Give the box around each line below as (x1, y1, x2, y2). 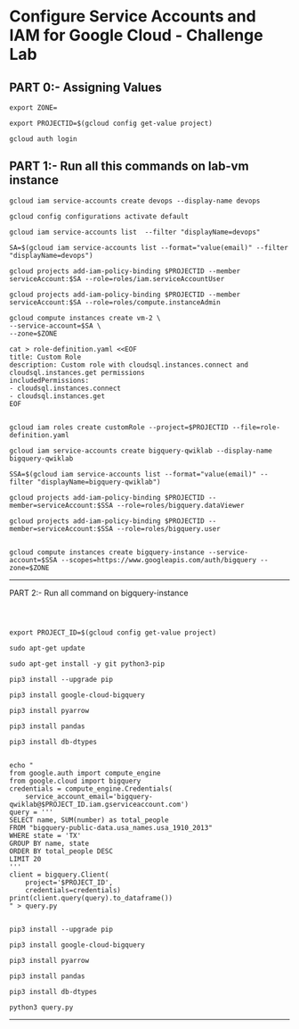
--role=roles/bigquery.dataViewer (117, 501, 245, 510)
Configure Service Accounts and (9, 6, 256, 27)
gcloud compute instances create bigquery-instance (9, 547, 205, 557)
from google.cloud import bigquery (9, 776, 141, 785)
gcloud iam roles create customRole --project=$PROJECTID (9, 422, 229, 432)
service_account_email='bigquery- (25, 792, 153, 801)
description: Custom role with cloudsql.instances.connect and (9, 360, 249, 369)
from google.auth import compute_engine (9, 768, 162, 777)
